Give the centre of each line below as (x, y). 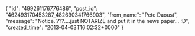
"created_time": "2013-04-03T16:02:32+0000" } (65, 27)
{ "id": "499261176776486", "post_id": (52, 9)
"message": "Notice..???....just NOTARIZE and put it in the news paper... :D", (97, 21)
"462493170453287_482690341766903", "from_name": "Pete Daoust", (92, 15)
